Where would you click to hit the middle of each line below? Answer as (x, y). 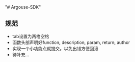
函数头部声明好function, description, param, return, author (71, 42)
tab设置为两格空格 (30, 36)
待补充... (21, 54)
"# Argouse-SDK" (23, 7)
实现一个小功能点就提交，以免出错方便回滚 (55, 48)
